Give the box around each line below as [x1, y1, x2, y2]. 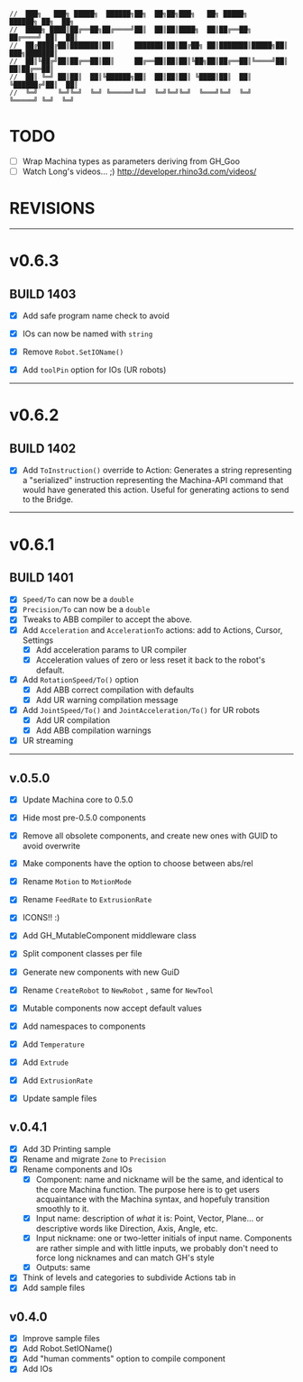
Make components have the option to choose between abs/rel [22, 858, 254, 869]
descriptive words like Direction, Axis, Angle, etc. [35, 1223, 218, 1234]
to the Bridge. [22, 494, 74, 505]
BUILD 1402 [9, 441, 77, 456]
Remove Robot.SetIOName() [22, 346, 124, 357]
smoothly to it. [35, 1204, 89, 1214]
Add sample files [22, 1282, 86, 1294]
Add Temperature [22, 1039, 86, 1049]
